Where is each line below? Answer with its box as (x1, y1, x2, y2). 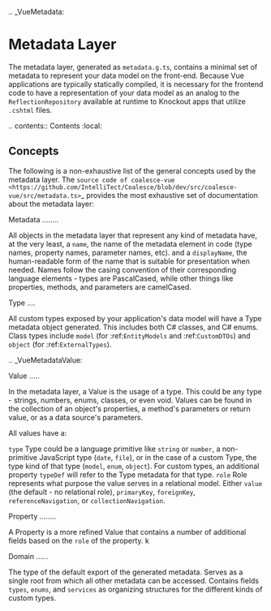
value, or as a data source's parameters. (8, 412, 144, 422)
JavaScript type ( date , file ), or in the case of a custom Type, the (39, 452, 257, 462)
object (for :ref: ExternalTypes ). (8, 339, 112, 349)
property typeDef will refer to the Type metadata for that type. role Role (8, 470, 247, 480)
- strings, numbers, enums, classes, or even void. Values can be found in (8, 395, 252, 405)
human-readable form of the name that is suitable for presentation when (8, 256, 250, 266)
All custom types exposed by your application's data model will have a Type (8, 313, 262, 323)
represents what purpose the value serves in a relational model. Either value (8, 478, 263, 488)
